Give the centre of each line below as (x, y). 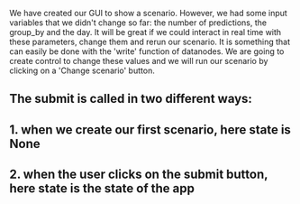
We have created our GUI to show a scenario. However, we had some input (149, 13)
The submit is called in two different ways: (131, 99)
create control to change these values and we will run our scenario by (139, 61)
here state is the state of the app (102, 189)
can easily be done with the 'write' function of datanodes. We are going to (147, 51)
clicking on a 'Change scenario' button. (82, 70)
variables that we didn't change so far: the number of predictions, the (138, 23)
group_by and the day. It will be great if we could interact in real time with (145, 32)
